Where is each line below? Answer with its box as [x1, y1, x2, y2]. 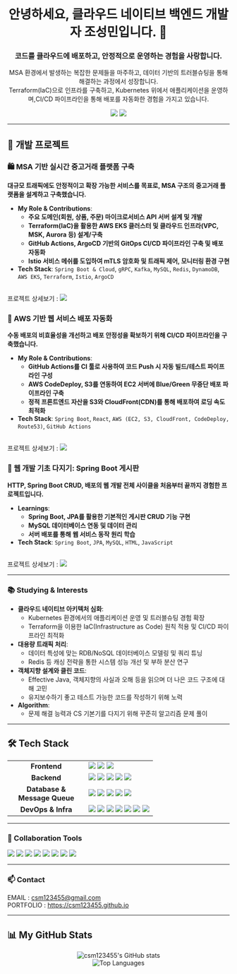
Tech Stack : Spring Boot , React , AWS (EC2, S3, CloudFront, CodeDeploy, [17, 415, 229, 423]
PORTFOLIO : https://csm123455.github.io [7, 901, 129, 910]
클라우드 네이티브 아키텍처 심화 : [17, 605, 104, 613]
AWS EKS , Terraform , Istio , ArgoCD [17, 273, 114, 281]
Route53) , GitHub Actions [17, 422, 92, 431]
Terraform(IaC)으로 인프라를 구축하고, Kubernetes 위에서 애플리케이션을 [8, 86, 210, 95]
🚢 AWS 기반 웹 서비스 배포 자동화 [7, 314, 113, 323]
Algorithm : [17, 701, 50, 710]
